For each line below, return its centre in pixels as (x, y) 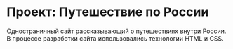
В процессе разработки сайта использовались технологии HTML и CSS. (115, 38)
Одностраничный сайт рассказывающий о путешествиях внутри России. (116, 31)
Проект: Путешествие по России (108, 12)
